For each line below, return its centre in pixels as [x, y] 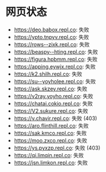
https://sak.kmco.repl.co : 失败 [50, 133]
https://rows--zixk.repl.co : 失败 [52, 44]
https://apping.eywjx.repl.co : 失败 [55, 66]
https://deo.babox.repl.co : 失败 [52, 30]
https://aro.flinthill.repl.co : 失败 [51, 125]
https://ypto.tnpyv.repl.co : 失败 [52, 37]
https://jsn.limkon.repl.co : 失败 [51, 163]
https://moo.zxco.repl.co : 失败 [51, 140]
